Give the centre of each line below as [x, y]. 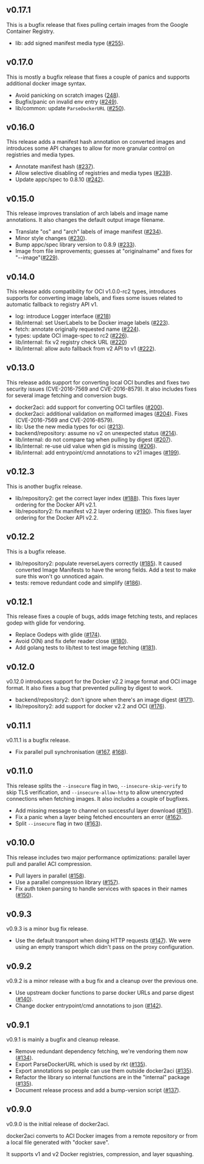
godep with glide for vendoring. [46, 623]
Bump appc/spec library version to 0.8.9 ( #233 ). [76, 245]
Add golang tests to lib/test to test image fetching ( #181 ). [86, 648]
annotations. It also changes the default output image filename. [86, 220]
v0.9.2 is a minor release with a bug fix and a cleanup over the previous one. [102, 981]
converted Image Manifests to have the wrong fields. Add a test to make [106, 570]
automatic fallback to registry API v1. [52, 305]
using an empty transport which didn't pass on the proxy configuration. [104, 947]
